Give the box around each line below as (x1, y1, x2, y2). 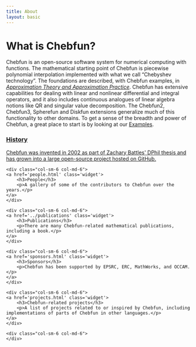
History (6, 135, 28, 144)
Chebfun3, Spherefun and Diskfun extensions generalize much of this (6, 108, 175, 115)
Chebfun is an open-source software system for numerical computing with (6, 59, 187, 66)
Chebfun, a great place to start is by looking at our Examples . (6, 121, 154, 128)
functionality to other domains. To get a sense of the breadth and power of (6, 115, 187, 122)
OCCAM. (174, 264, 191, 270)
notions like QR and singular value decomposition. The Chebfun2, (6, 102, 165, 109)
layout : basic (6, 14, 41, 20)
